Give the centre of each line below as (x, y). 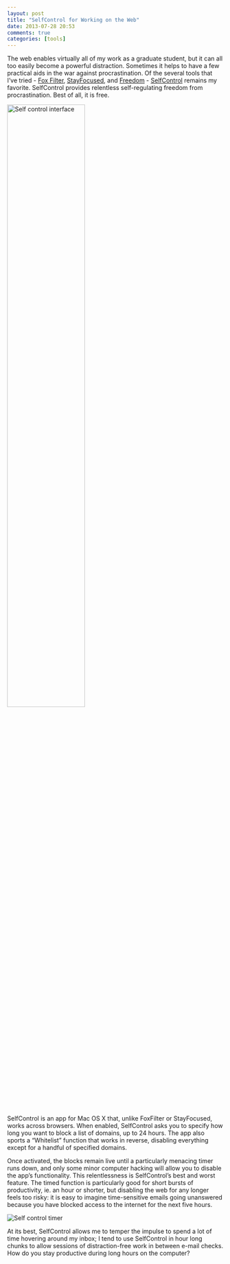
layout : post (26, 13)
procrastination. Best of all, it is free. (58, 95)
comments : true (29, 33)
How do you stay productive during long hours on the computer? (99, 1253)
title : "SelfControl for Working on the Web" (73, 20)
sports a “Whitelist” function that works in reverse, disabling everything (108, 1140)
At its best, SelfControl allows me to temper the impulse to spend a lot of (110, 1231)
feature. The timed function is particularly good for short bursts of (100, 1183)
